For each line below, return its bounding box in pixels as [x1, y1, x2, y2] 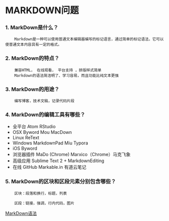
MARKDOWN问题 [5, 5, 79, 16]
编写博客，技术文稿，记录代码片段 [14, 98, 75, 104]
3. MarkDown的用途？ [5, 86, 60, 93]
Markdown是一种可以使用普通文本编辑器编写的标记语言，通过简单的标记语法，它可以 [14, 36, 164, 42]
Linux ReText [12, 135, 39, 141]
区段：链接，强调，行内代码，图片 [14, 201, 75, 206]
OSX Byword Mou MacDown [12, 129, 72, 135]
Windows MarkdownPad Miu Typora [12, 140, 88, 146]
